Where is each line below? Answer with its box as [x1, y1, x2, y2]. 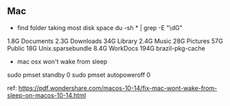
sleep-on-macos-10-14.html [7, 91, 87, 99]
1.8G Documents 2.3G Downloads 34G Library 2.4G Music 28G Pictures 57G [7, 37, 223, 45]
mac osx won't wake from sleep [16, 57, 108, 66]
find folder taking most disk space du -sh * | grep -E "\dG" [16, 23, 183, 31]
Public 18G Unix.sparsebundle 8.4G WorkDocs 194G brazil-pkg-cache [7, 44, 206, 52]
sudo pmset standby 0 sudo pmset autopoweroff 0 [7, 70, 151, 79]
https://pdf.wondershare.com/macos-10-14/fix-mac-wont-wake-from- [18, 83, 218, 92]
